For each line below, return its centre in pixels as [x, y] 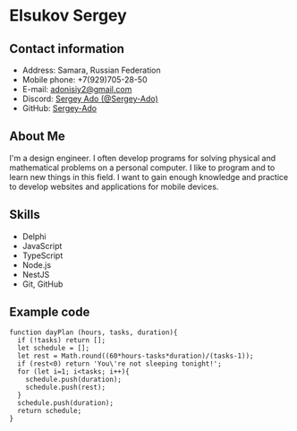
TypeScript [42, 255]
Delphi [34, 236]
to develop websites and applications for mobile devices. [114, 186]
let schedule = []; [54, 349]
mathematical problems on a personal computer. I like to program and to [142, 168]
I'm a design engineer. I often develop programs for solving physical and [143, 158]
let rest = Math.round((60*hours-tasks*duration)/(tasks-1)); [136, 356]
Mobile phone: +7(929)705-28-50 [85, 80]
